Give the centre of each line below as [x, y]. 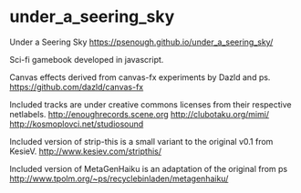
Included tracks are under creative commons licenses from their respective [150, 104]
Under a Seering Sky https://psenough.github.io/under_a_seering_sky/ [141, 42]
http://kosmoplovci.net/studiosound [77, 124]
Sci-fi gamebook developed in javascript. [87, 59]
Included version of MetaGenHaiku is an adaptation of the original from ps [149, 168]
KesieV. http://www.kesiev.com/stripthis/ [86, 151]
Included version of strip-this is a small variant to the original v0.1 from [141, 141]
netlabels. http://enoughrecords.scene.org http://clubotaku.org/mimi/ [140, 114]
